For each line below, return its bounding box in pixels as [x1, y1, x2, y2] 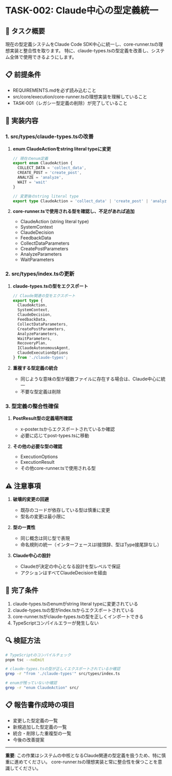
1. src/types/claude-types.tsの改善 [5, 133, 94, 140]
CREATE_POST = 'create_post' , [17, 170, 82, 176]
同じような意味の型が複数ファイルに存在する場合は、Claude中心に [20, 376, 161, 382]
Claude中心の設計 [12, 552, 51, 558]
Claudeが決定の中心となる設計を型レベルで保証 [20, 564, 121, 570]
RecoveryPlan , [17, 341, 48, 346]
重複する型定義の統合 [12, 364, 58, 371]
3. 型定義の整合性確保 [5, 402, 59, 409]
